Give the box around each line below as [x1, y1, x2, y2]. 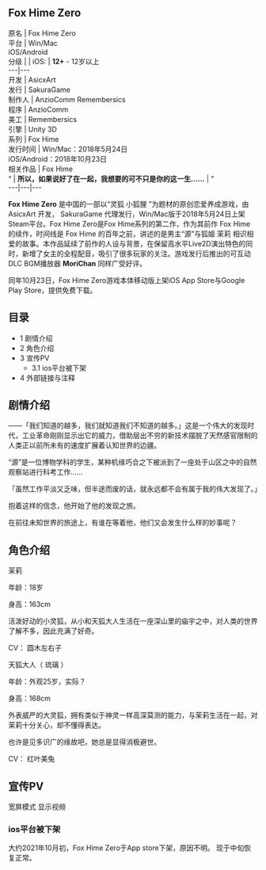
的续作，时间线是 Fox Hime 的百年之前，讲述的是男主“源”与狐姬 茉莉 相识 [8, 229, 247, 238]
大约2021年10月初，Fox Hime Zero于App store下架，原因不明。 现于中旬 [8, 843, 245, 853]
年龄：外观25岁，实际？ [8, 677, 86, 686]
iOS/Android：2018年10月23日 [8, 154, 108, 163]
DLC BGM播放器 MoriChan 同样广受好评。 [8, 258, 147, 268]
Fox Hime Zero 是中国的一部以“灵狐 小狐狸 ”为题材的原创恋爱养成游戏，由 [8, 199, 249, 208]
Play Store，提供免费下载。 [8, 285, 97, 295]
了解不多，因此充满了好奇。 [8, 626, 99, 636]
